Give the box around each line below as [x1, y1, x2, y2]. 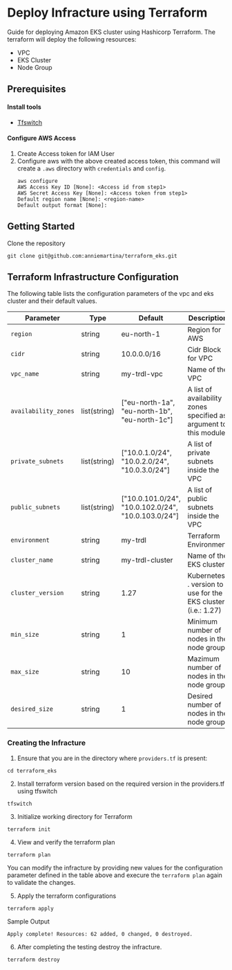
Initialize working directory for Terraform [17, 812, 133, 820]
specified [187, 411, 218, 421]
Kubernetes [187, 571, 226, 581]
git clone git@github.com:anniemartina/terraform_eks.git [7, 252, 177, 259]
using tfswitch [17, 786, 57, 795]
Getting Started [7, 220, 75, 233]
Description [188, 313, 228, 323]
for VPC [187, 353, 213, 363]
